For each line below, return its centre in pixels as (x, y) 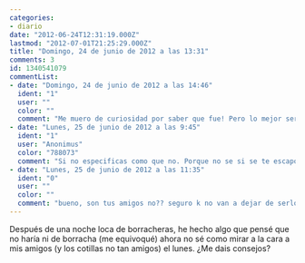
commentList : (34, 77)
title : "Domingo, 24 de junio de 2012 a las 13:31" (109, 52)
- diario (26, 26)
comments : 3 (32, 60)
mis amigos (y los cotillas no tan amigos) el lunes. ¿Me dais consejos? (140, 248)
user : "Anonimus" (50, 144)
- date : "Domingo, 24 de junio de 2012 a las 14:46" (111, 85)
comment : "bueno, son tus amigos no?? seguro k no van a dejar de (146, 204)
